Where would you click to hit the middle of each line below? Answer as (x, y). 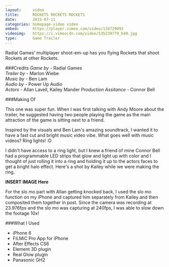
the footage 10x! (22, 213)
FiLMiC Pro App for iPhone (40, 238)
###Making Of (20, 99)
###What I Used (22, 223)
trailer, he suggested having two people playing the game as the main (78, 114)
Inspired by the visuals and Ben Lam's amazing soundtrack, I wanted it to (82, 129)
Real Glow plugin (30, 254)
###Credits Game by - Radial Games (44, 68)
